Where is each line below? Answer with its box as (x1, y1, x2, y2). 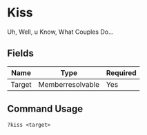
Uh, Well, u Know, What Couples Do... (7, 28, 114, 36)
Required (106, 67, 137, 77)
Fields (7, 48, 35, 59)
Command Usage (7, 103, 84, 115)
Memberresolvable (38, 79, 100, 89)
